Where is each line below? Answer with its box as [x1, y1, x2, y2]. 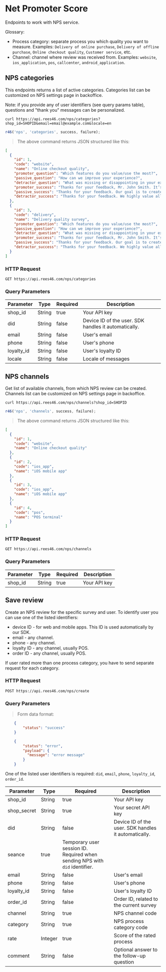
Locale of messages [83, 355, 130, 362]
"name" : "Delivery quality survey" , [14, 217, 90, 222]
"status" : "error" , [23, 743, 63, 749]
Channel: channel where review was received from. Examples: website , [12, 54, 157, 60]
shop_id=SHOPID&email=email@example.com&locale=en [5, 121, 112, 126]
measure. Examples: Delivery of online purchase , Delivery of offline [12, 43, 160, 49]
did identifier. [62, 863, 94, 870]
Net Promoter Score [5, 3, 88, 14]
